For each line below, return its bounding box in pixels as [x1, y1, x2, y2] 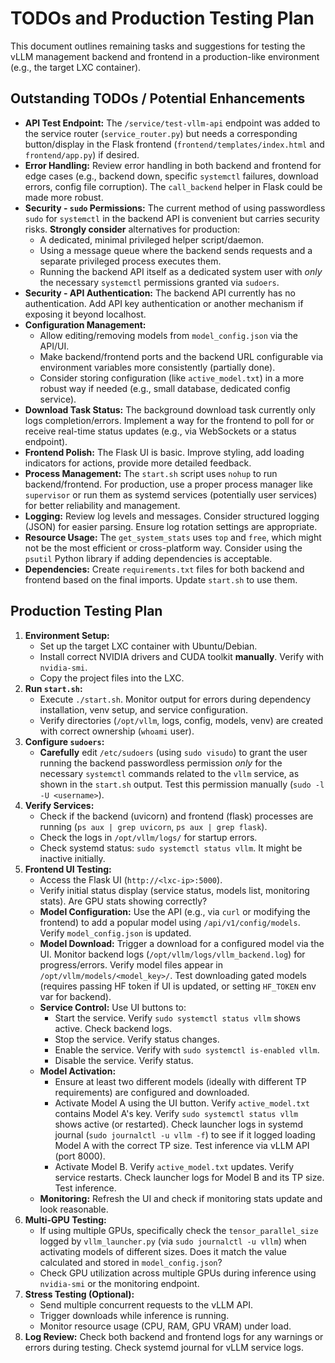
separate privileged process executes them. [39, 255, 222, 267]
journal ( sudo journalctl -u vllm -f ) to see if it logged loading [54, 1128, 316, 1141]
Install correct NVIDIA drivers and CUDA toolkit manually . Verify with [39, 650, 324, 662]
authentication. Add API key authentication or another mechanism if [24, 297, 304, 309]
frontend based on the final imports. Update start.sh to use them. [24, 573, 298, 586]
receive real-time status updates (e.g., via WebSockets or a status [24, 425, 297, 437]
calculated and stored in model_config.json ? [39, 1256, 223, 1268]
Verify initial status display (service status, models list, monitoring [39, 884, 310, 896]
